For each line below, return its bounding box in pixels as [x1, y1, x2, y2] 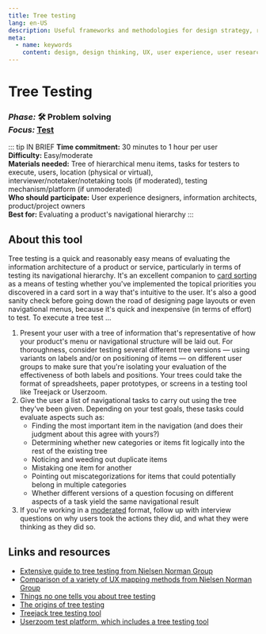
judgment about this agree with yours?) [31, 429, 160, 439]
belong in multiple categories [31, 480, 127, 490]
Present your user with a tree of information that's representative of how [19, 329, 256, 338]
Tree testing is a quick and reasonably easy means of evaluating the [8, 254, 231, 263]
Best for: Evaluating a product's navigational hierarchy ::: [8, 209, 194, 219]
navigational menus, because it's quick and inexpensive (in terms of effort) [8, 305, 252, 314]
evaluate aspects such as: [19, 413, 105, 422]
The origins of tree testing [19, 600, 105, 609]
